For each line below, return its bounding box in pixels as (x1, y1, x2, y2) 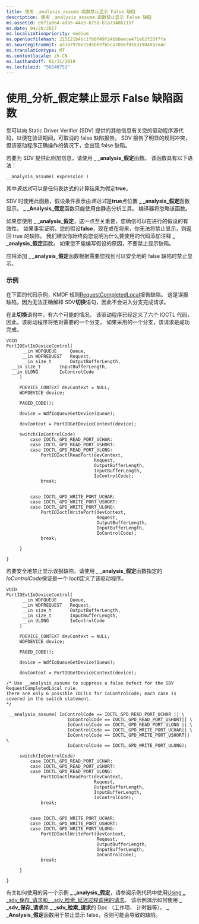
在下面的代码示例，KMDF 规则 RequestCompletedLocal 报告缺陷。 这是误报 (6, 291, 189, 298)
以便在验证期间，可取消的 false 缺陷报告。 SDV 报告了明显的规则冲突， (16, 134, 191, 141)
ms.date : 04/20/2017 (6, 25, 58, 31)
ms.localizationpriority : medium (6, 31, 89, 37)
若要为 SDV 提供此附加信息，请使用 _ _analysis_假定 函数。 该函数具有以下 (6, 154, 188, 162)
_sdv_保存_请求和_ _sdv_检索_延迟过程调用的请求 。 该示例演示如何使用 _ (6, 896, 182, 903)
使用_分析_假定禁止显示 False (6, 92, 150, 105)
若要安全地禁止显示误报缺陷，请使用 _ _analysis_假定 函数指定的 (6, 567, 163, 574)
